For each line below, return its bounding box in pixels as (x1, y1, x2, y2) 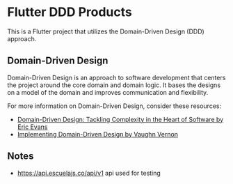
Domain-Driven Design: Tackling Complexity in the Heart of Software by (17, 115, 224, 123)
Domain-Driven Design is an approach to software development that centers (7, 73, 226, 82)
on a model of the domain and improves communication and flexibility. (7, 88, 209, 96)
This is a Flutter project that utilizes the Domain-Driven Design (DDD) (7, 27, 205, 36)
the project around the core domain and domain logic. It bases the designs (7, 81, 221, 89)
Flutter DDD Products (7, 4, 132, 20)
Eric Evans (17, 123, 48, 131)
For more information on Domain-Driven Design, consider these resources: (7, 102, 221, 110)
